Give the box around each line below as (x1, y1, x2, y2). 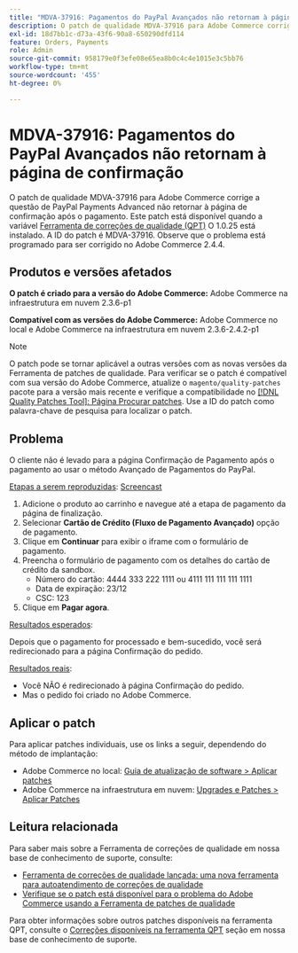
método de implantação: (9, 748, 98, 759)
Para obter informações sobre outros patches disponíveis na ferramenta (9, 915, 273, 926)
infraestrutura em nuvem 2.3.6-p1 (9, 298, 131, 309)
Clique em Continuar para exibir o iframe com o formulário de (21, 536, 249, 547)
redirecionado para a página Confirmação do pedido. (9, 646, 204, 657)
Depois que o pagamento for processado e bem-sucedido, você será (9, 637, 262, 647)
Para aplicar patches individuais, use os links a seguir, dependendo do (9, 739, 267, 749)
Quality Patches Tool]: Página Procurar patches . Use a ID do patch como (9, 396, 275, 407)
